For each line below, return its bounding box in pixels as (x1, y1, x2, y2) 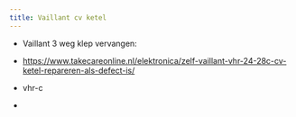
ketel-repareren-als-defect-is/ (22, 65, 135, 76)
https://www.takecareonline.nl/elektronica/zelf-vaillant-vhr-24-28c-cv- (22, 55, 287, 66)
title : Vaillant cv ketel (9, 13, 106, 22)
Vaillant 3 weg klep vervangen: (22, 38, 137, 49)
